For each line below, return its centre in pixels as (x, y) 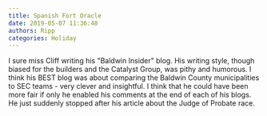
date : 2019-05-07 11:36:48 (53, 23)
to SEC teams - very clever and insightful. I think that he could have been (129, 86)
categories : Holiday (43, 38)
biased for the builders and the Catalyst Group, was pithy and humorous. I (130, 70)
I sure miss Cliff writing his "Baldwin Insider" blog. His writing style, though (132, 61)
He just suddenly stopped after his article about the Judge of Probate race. (132, 103)
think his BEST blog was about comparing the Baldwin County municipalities (134, 78)
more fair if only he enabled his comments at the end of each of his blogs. (130, 95)
